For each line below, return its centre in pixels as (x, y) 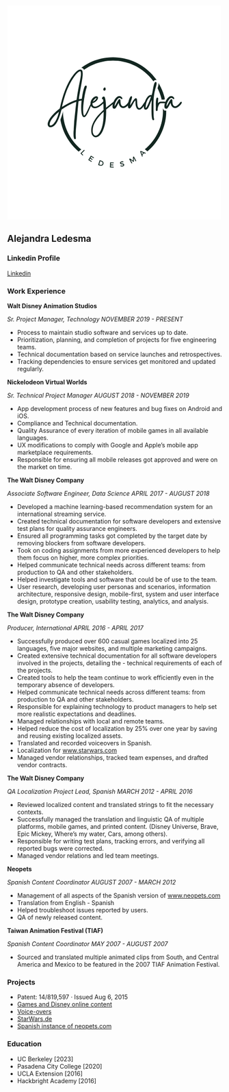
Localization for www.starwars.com (67, 750)
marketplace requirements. (55, 452)
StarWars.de (35, 1019)
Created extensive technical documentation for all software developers (117, 656)
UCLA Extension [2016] (50, 1074)
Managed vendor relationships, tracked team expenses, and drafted (112, 757)
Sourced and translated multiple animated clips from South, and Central (118, 957)
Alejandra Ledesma (49, 239)
